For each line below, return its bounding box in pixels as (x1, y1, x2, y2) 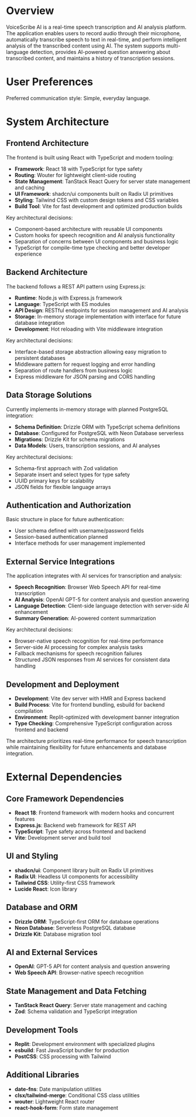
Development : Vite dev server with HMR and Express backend (14, 695, 166, 702)
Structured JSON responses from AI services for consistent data (14, 656, 170, 663)
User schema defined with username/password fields (14, 527, 145, 534)
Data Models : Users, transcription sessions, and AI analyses (14, 442, 161, 449)
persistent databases (14, 354, 66, 361)
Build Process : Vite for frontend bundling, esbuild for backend (14, 701, 165, 708)
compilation (14, 707, 43, 714)
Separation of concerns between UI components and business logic (14, 237, 179, 245)
